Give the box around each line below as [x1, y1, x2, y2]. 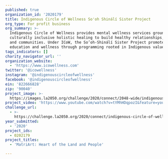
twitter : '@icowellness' [5, 68, 57, 73]
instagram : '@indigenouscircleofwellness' [5, 72, 95, 77]
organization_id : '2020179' [5, 12, 64, 17]
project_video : [5, 100, 37, 105]
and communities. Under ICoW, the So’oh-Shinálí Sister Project [9, 40, 146, 45]
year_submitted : [5, 118, 39, 124]
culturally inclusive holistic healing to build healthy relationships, [9, 35, 164, 40]
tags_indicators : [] [5, 49, 48, 54]
